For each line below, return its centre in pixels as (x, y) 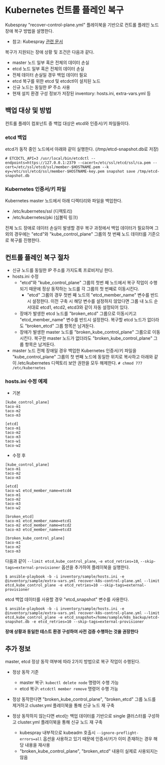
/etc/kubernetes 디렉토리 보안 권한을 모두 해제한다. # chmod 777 (80, 363)
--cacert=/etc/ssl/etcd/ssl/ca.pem (115, 163)
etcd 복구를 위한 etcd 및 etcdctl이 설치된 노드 (56, 81)
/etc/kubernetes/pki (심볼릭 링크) (45, 218)
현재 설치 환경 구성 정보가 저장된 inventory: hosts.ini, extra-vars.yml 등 (82, 93)
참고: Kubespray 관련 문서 (37, 41)
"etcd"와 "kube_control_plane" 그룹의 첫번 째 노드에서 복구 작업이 (84, 283)
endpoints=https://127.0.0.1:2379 (41, 163)
